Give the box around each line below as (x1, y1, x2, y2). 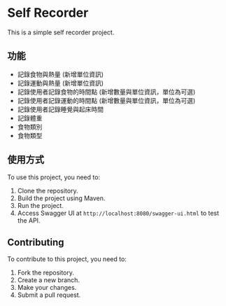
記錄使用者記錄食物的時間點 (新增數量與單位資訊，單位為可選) (17, 88, 196, 96)
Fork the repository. (17, 268, 75, 277)
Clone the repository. (17, 186, 78, 195)
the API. (17, 216, 41, 225)
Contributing (7, 236, 64, 248)
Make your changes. (17, 284, 77, 292)
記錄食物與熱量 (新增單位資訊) (17, 70, 104, 78)
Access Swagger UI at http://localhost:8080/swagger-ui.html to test (17, 209, 219, 217)
